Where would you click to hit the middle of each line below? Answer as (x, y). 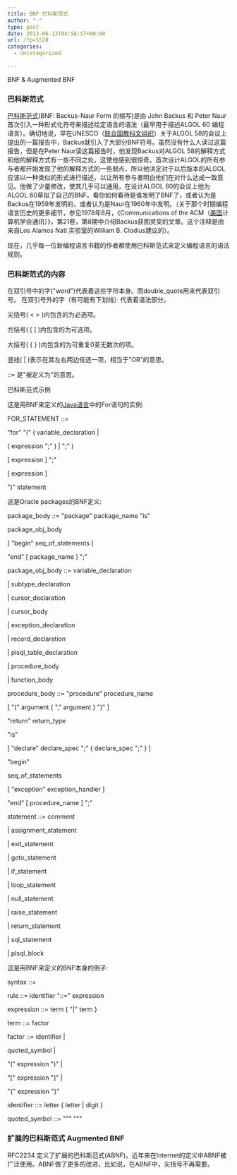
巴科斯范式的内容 (36, 275)
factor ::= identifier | (36, 1037)
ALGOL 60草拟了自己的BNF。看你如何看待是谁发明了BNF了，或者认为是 (112, 195)
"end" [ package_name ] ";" (48, 557)
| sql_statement (30, 940)
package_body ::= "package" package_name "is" (79, 516)
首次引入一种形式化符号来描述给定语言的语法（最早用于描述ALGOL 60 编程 (116, 125)
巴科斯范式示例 (29, 390)
